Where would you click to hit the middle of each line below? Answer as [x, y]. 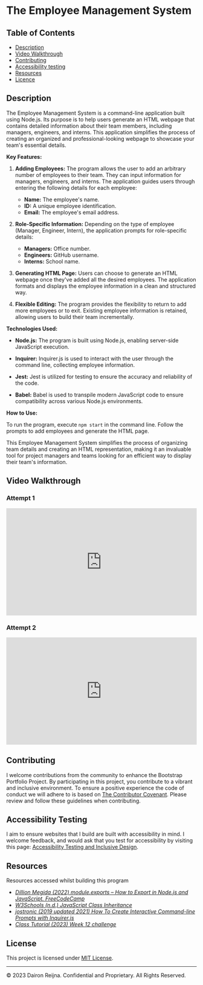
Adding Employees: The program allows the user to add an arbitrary [100, 168]
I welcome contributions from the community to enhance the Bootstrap [95, 775]
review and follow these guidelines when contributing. [73, 801]
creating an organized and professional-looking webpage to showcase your [100, 138]
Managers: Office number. [57, 248]
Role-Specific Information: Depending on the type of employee [95, 224]
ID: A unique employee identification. [70, 205]
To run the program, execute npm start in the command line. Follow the [95, 424]
